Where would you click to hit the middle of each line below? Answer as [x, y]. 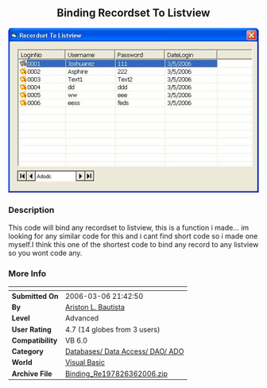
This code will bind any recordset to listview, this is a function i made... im [129, 227]
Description [31, 210]
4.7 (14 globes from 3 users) [112, 329]
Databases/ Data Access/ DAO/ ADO [124, 351]
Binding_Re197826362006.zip [116, 374]
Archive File [32, 374]
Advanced [82, 318]
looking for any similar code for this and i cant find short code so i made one [133, 236]
